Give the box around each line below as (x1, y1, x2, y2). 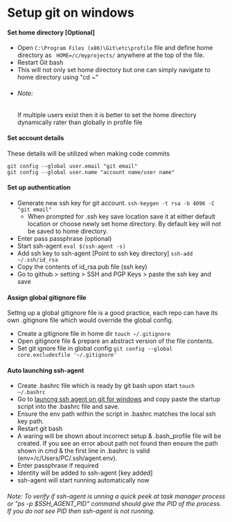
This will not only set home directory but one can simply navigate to (17, 66, 211, 74)
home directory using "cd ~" (17, 73, 99, 81)
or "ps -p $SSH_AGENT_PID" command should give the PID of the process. (7, 500, 222, 507)
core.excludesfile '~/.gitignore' (17, 352, 117, 359)
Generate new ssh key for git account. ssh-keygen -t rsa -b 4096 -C (17, 199, 215, 207)
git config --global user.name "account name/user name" (7, 169, 175, 176)
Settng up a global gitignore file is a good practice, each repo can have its (7, 309, 218, 317)
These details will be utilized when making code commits (7, 149, 170, 158)
